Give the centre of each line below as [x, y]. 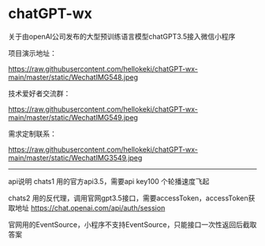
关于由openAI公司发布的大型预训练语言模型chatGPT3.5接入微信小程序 [122, 36]
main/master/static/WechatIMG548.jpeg [73, 77]
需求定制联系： [32, 134]
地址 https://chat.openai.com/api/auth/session [90, 207]
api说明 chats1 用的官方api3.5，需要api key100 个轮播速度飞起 [109, 181]
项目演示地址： [32, 53]
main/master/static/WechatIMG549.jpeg [73, 117]
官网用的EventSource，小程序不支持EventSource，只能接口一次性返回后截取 [132, 224]
